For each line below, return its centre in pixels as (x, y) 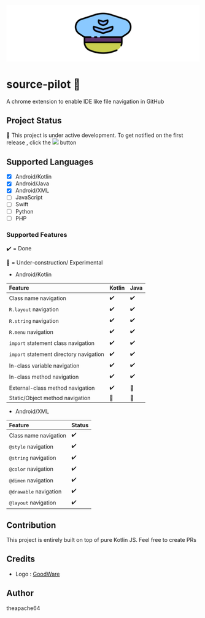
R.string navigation (34, 320)
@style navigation (31, 446)
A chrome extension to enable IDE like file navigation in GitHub (85, 101)
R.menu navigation (31, 332)
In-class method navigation (44, 377)
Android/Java (32, 183)
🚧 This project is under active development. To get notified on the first (95, 135)
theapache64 (23, 608)
